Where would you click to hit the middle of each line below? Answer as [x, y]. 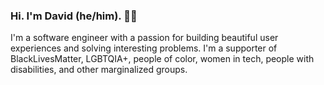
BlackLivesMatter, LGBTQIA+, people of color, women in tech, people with [162, 59]
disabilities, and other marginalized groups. [99, 70]
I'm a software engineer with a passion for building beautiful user [144, 38]
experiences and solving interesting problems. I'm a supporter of [144, 48]
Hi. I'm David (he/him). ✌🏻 [74, 16]
